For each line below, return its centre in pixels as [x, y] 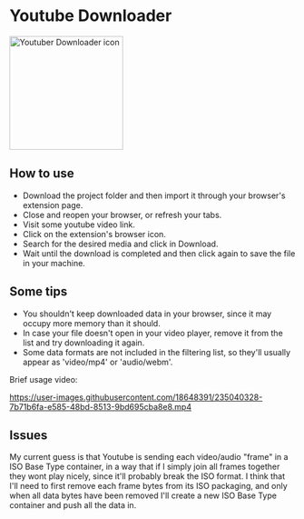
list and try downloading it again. [83, 343]
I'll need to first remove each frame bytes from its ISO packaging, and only [148, 486]
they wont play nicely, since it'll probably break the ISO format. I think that [147, 476]
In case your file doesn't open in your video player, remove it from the [152, 333]
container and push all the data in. [73, 505]
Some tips [39, 292]
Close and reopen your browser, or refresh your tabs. [122, 215]
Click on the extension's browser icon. [94, 234]
